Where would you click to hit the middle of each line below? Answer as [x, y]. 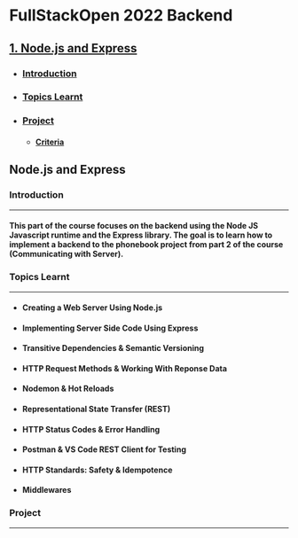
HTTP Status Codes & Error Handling [91, 429]
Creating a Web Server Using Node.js [92, 308]
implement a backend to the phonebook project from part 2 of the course [146, 245]
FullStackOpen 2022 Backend [121, 16]
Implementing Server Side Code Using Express [110, 328]
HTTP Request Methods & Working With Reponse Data [125, 368]
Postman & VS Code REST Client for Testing [104, 449]
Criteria [50, 142]
